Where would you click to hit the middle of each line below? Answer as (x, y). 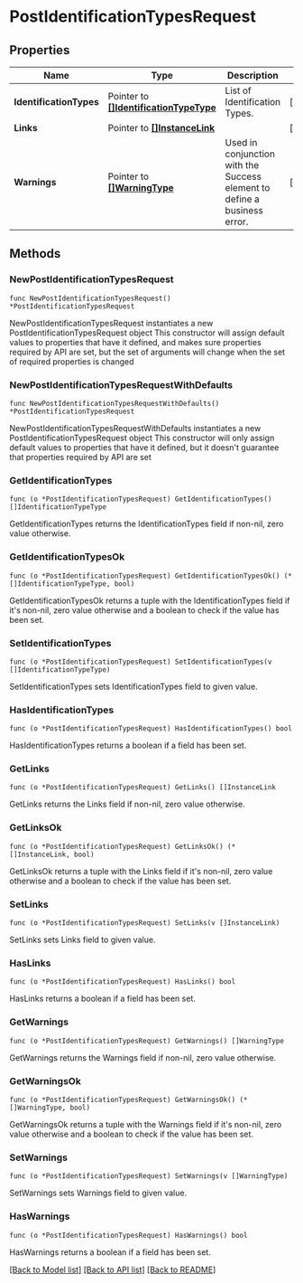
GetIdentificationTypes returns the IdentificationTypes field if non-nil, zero (147, 524)
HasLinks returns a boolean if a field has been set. (102, 999)
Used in (241, 142)
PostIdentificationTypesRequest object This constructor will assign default (147, 333)
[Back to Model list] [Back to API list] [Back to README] (113, 1269)
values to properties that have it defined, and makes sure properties (135, 342)
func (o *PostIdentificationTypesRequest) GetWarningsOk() (123, 1099)
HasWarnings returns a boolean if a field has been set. (110, 1252)
